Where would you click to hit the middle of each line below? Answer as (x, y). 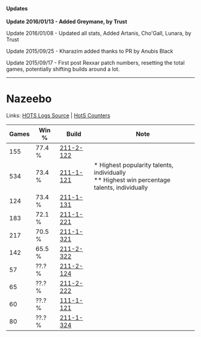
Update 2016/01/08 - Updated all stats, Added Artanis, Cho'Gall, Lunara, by (99, 34)
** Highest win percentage (132, 180)
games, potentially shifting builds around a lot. (63, 69)
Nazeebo (29, 99)
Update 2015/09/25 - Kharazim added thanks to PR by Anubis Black (90, 51)
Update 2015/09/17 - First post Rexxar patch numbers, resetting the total (95, 63)
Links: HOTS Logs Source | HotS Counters (58, 116)
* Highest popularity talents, (133, 165)
